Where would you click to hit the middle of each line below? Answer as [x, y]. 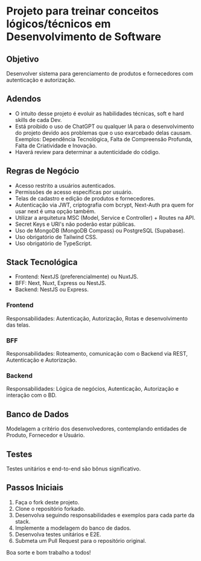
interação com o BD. [32, 395]
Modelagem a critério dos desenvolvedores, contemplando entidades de [97, 429]
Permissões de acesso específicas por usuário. [74, 192]
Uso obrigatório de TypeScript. [53, 243]
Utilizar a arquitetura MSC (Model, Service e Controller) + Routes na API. [105, 217]
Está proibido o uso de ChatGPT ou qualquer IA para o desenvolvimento [104, 126]
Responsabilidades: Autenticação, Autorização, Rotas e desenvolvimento [97, 318]
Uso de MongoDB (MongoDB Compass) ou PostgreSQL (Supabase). [100, 230]
